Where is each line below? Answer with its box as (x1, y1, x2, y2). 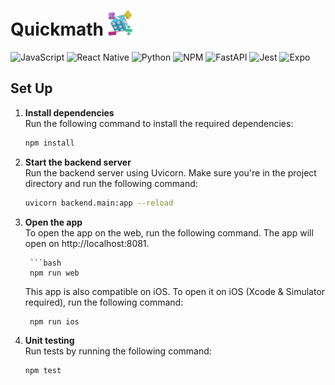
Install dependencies (24, 106, 115, 119)
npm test (24, 365, 62, 375)
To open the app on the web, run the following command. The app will (24, 226, 314, 239)
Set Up (10, 80, 53, 97)
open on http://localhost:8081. (24, 237, 150, 249)
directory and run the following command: (24, 177, 198, 189)
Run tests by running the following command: (24, 345, 212, 357)
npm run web (29, 268, 80, 278)
